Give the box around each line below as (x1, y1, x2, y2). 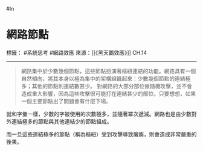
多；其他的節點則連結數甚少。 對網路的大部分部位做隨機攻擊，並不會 (21, 82, 192, 90)
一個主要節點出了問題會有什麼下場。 (21, 97, 112, 105)
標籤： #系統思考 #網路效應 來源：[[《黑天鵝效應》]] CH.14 (6, 49, 147, 56)
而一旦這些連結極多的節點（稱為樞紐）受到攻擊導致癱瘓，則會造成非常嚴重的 (6, 131, 197, 138)
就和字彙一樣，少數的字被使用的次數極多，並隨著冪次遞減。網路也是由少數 (6, 110, 192, 117)
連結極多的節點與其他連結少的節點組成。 (11, 117, 112, 125)
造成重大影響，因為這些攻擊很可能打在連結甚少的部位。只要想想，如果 (21, 90, 196, 97)
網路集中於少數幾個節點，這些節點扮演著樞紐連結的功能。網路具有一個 (21, 67, 196, 75)
